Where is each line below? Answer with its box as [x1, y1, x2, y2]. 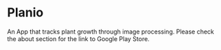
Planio [7, 5, 44, 21]
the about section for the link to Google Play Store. [7, 34, 150, 42]
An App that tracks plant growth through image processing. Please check [7, 27, 215, 36]
